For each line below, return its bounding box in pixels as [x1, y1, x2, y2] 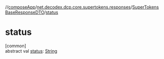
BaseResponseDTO [5, 9, 44, 15]
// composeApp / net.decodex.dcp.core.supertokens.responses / [5, 4, 132, 10]
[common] [5, 43, 26, 49]
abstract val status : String [5, 48, 58, 54]
